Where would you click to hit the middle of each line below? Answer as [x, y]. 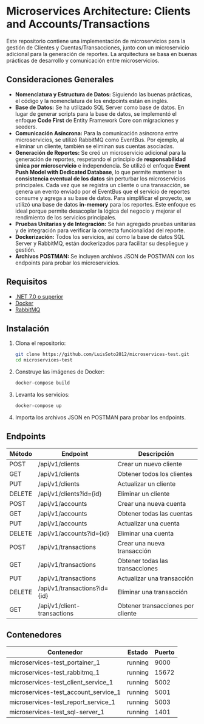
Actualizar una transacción [156, 578]
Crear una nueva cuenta [152, 503]
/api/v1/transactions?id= [73, 588]
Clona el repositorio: [40, 343]
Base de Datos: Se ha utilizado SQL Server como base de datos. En [100, 107]
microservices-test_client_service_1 [61, 682]
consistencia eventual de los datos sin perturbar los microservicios [100, 179]
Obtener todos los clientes [155, 474]
